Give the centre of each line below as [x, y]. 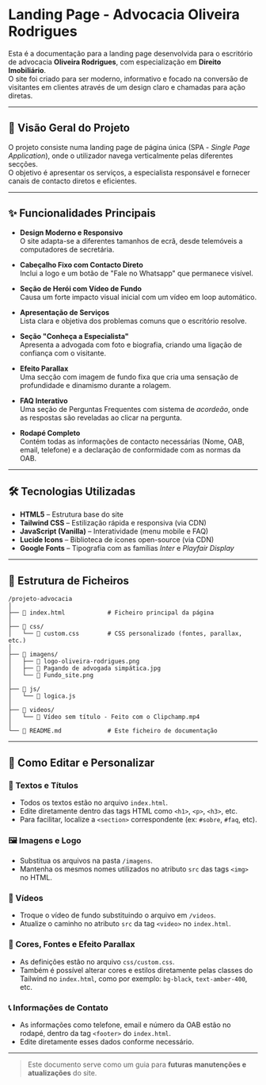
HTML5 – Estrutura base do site [72, 514]
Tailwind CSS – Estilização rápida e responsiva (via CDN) [113, 523]
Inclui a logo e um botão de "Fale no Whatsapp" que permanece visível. [136, 273]
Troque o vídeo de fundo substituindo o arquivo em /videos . [118, 915]
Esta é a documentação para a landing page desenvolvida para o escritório [131, 53]
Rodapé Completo [50, 433]
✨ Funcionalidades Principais [82, 213]
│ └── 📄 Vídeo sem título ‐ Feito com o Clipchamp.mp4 [104, 717]
